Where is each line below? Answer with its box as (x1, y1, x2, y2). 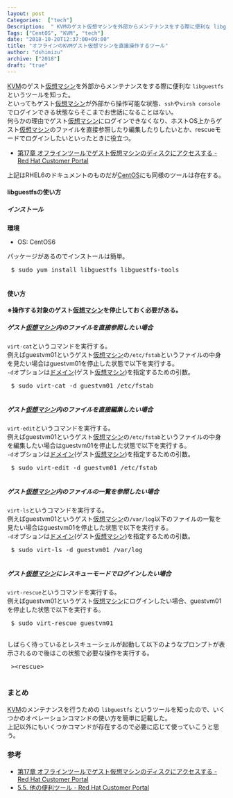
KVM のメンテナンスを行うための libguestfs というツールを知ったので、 (7, 705, 214, 713)
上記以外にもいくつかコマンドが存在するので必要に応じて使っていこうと (7, 722, 214, 731)
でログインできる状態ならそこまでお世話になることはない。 (7, 108, 178, 116)
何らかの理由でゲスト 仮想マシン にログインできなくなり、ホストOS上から (7, 116, 216, 125)
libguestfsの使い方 (7, 188, 61, 197)
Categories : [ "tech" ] (7, 17, 73, 24)
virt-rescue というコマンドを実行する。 (7, 588, 121, 597)
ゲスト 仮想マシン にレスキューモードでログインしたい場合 (7, 569, 171, 577)
